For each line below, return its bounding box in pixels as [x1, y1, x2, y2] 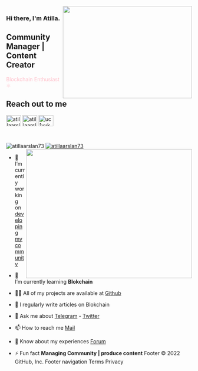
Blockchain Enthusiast [6, 75, 60, 83]
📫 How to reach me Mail [14, 324, 75, 331]
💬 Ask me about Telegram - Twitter [14, 312, 100, 319]
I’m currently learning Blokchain [14, 278, 93, 285]
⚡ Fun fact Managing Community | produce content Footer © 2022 [14, 349, 180, 356]
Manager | [6, 41, 45, 52]
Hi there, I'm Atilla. [6, 14, 61, 22]
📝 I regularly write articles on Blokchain [14, 301, 110, 308]
